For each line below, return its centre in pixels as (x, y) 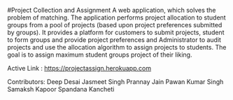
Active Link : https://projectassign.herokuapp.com (79, 68)
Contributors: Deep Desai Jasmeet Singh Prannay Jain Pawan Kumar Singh (115, 82)
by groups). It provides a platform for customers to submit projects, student (116, 32)
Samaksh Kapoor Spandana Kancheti (61, 89)
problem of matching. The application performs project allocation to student (116, 17)
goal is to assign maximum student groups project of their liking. (100, 55)
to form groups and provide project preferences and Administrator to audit (114, 40)
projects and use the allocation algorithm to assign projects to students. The (117, 47)
